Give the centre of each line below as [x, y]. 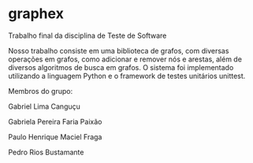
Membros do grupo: [41, 91]
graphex [36, 14]
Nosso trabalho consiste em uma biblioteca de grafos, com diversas [119, 50]
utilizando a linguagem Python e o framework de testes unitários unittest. [127, 76]
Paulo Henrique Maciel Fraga [55, 137]
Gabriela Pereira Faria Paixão [55, 121]
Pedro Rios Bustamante [46, 152]
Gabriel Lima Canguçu [45, 106]
